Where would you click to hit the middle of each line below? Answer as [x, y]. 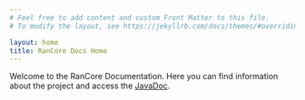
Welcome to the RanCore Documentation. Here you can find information [144, 77]
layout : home [34, 42]
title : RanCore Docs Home [58, 50]
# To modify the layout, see [64, 26]
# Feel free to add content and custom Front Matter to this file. [140, 18]
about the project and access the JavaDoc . [90, 86]
